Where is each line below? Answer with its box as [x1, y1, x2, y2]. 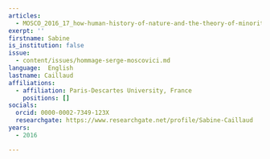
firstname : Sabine [8, 34, 70, 43]
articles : [8, 11, 42, 20]
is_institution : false [8, 42, 84, 50]
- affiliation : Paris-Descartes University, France [15, 86, 193, 95]
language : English [8, 64, 74, 72]
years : [8, 124, 31, 132]
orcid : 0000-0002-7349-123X [15, 109, 110, 117]
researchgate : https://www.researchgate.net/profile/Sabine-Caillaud [15, 116, 253, 124]
